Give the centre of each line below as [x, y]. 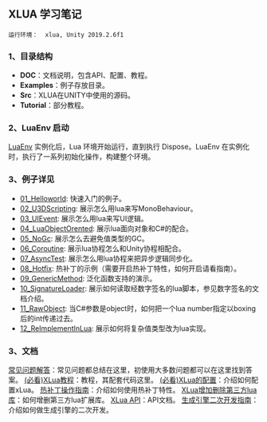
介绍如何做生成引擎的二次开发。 [61, 410]
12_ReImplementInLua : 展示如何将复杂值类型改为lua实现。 [115, 328]
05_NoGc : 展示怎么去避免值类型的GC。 [84, 238]
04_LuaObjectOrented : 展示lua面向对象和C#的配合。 [106, 228]
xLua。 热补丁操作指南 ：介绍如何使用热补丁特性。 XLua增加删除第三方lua [136, 390]
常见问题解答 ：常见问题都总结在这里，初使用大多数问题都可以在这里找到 [127, 370]
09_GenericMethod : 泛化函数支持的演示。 [88, 278]
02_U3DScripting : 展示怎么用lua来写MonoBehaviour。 [108, 208]
